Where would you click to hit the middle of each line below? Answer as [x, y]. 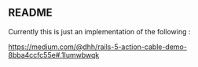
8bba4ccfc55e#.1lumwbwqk [54, 55]
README [30, 13]
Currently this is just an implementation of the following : [99, 31]
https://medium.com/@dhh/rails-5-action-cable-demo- [97, 47]
